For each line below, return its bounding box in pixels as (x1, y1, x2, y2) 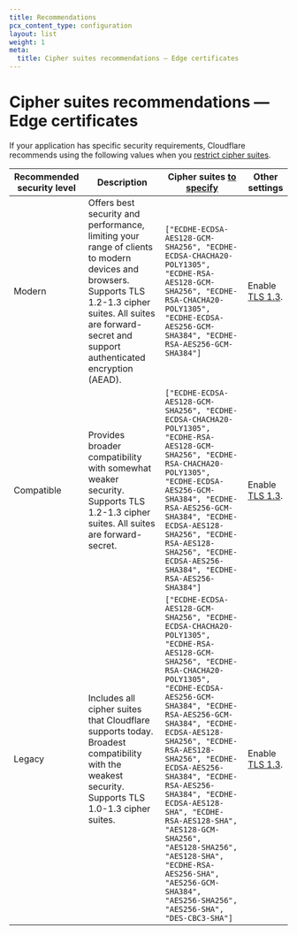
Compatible (13, 484, 62, 496)
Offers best (88, 196, 135, 209)
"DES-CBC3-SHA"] (164, 913, 233, 923)
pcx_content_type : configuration (9, 21, 133, 30)
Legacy (13, 753, 44, 765)
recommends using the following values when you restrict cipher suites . (9, 149, 271, 160)
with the (88, 758, 122, 770)
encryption (88, 362, 134, 374)
